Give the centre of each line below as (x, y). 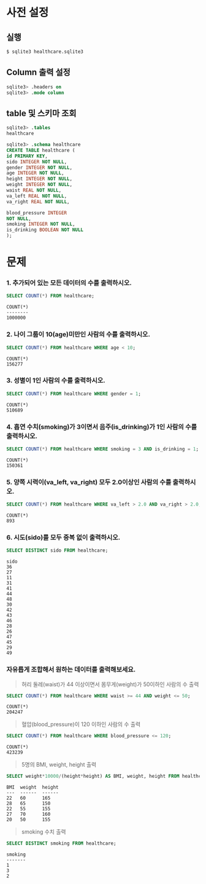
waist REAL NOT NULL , (34, 190)
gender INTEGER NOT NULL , (39, 167)
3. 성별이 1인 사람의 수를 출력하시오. (56, 380)
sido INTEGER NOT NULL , (37, 162)
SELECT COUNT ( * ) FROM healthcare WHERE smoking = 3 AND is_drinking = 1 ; (103, 449)
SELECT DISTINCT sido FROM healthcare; (57, 550)
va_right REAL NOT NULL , (38, 201)
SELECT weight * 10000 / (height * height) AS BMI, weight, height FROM (93, 776)
